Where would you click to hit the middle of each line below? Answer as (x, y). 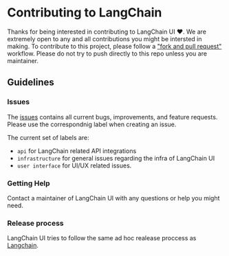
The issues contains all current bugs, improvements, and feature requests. (112, 117)
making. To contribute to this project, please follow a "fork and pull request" (115, 46)
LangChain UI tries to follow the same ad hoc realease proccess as (102, 238)
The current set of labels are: (48, 137)
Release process (35, 223)
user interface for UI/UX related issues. (74, 165)
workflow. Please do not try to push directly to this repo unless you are (107, 54)
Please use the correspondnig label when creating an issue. (92, 124)
